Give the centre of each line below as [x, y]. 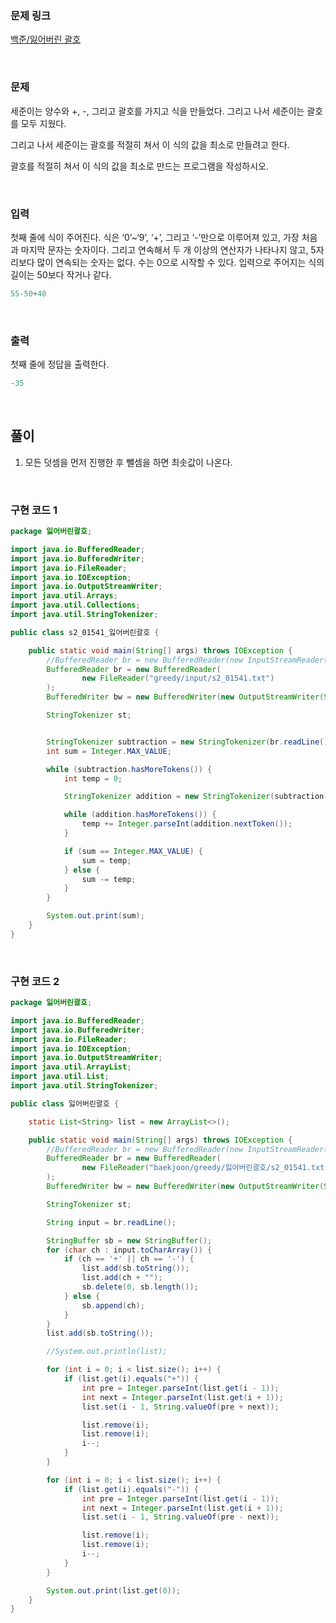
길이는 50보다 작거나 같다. [61, 274]
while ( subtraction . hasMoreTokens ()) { [129, 769]
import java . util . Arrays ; [64, 596]
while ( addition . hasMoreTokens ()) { [140, 815]
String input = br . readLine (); [111, 1222]
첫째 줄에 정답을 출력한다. [60, 364]
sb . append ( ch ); [113, 1305]
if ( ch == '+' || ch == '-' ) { [129, 1259]
